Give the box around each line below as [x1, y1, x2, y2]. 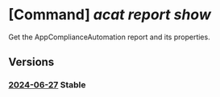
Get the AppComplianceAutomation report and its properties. [8, 32, 211, 42]
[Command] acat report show [8, 6, 211, 24]
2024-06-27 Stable [8, 79, 86, 91]
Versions [8, 55, 55, 69]
